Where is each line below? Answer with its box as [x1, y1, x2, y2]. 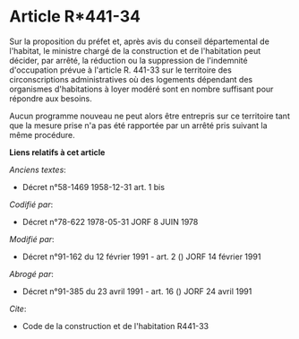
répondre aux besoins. [9, 92, 92, 104]
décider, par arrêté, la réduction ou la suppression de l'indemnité [9, 55, 248, 65]
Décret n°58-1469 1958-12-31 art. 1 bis [21, 181, 166, 192]
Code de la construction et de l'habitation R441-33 [21, 320, 209, 331]
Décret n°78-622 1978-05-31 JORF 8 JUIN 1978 [21, 216, 199, 227]
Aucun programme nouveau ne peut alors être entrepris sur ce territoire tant [9, 110, 291, 121]
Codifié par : [9, 199, 54, 210]
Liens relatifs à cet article [9, 146, 106, 158]
